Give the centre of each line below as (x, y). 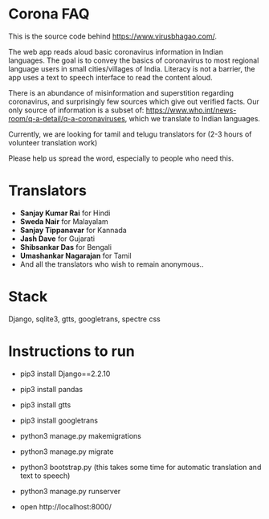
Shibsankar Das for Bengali (66, 247)
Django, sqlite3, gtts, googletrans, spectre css (84, 319)
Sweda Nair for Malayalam (64, 221)
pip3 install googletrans (59, 420)
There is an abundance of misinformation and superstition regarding (121, 92)
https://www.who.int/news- (191, 110)
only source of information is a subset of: (76, 110)
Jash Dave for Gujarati (57, 239)
